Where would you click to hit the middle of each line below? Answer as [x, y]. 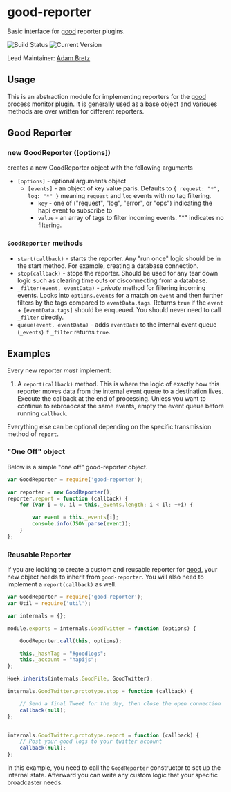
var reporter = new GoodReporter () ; [60, 492]
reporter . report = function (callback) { [68, 498]
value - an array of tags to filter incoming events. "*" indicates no [131, 218]
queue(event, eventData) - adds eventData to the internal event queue [117, 324]
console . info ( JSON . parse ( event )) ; [82, 524]
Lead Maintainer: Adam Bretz [49, 58]
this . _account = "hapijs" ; [58, 660]
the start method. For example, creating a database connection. [108, 265]
